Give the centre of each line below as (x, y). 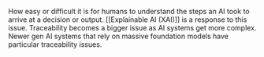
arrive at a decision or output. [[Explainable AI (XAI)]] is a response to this (128, 20)
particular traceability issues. (55, 45)
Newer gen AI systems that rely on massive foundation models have (119, 36)
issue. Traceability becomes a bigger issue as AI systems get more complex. (132, 28)
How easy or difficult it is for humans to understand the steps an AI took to (129, 11)
